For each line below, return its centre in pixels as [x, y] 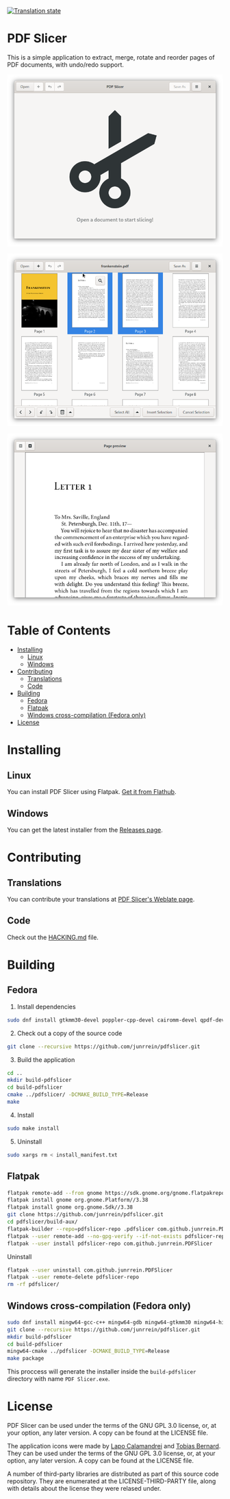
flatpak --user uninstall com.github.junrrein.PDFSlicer [90, 1270]
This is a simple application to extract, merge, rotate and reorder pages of [111, 57]
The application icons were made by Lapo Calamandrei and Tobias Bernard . [114, 1446]
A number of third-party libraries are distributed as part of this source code [113, 1474]
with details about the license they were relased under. [84, 1489]
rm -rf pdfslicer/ [33, 1285]
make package [26, 1359]
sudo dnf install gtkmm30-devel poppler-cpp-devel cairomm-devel [102, 1020]
